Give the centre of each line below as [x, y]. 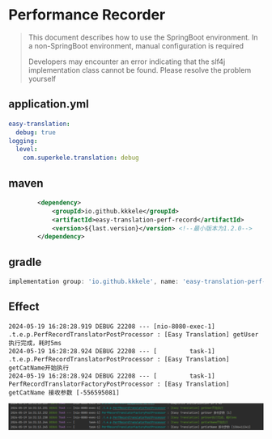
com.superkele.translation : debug [81, 158]
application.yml [49, 104]
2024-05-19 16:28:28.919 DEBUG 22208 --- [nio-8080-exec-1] [112, 326]
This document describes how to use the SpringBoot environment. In [143, 37]
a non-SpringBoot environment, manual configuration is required [136, 45]
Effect [24, 307]
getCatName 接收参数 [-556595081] [64, 393]
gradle [25, 262]
